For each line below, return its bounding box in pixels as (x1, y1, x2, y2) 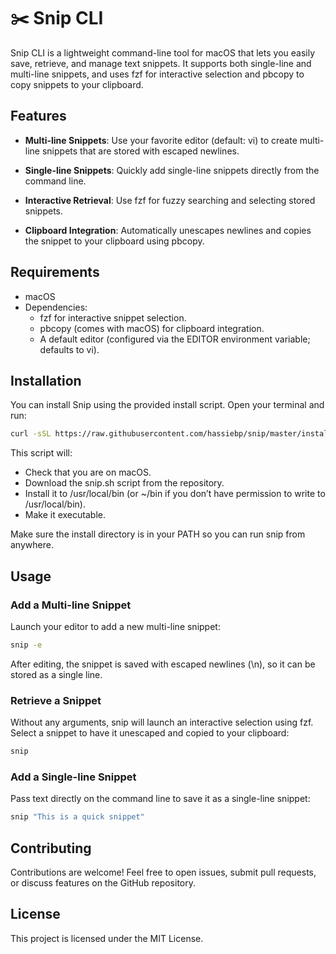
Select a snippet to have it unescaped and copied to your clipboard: (10, 727, 290, 739)
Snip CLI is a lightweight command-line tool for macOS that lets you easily (10, 46, 316, 59)
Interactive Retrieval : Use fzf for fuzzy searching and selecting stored (24, 194, 316, 206)
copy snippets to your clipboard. (10, 78, 144, 90)
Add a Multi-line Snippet (10, 598, 132, 612)
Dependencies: (24, 301, 88, 313)
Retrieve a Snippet (10, 693, 102, 707)
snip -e (10, 640, 43, 650)
